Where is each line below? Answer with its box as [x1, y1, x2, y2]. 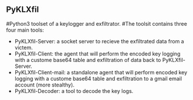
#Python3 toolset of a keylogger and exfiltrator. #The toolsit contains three [6, 20, 187, 27]
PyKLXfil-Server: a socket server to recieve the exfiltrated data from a [14, 37, 184, 44]
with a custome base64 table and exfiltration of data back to [14, 56, 161, 63]
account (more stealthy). [14, 81, 75, 88]
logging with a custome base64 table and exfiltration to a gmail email [14, 75, 182, 82]
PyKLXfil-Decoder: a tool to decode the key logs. [14, 87, 134, 94]
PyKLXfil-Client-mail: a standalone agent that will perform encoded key [14, 68, 188, 75]
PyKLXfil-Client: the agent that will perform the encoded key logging [14, 50, 181, 57]
